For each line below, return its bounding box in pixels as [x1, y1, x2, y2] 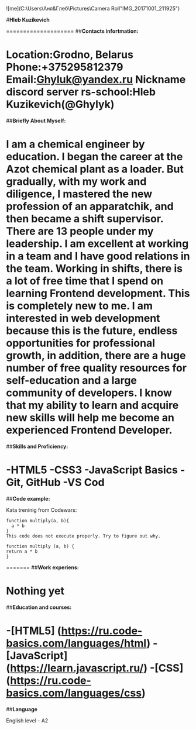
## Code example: [6, 495, 50, 502]
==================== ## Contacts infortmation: [6, 27, 139, 35]
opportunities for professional [6, 336, 156, 350]
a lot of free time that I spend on [6, 274, 164, 288]
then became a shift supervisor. [6, 212, 164, 226]
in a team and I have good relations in [6, 250, 190, 263]
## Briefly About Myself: [6, 117, 66, 124]
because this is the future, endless [6, 324, 178, 338]
